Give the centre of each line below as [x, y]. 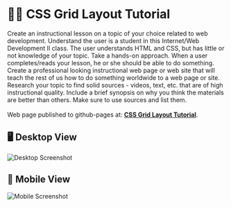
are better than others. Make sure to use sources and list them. [97, 99]
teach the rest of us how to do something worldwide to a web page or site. [114, 77]
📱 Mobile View [39, 180]
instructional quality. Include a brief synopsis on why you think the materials [115, 92]
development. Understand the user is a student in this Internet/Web [103, 40]
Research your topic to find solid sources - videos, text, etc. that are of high [115, 85]
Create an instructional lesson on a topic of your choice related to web [108, 33]
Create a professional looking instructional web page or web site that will [111, 70]
